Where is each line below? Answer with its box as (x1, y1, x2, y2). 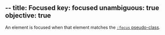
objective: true (5, 12, 51, 20)
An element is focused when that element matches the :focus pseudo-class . (5, 24, 161, 30)
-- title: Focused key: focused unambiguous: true (5, 4, 159, 12)
